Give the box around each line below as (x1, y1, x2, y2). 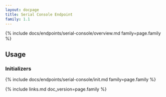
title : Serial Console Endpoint (5, 12, 73, 17)
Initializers (5, 65, 32, 72)
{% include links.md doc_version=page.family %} (5, 86, 107, 92)
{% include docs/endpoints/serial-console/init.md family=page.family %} (5, 76, 156, 82)
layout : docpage (5, 7, 39, 12)
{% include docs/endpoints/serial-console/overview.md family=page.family (5, 30, 161, 36)
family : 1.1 (5, 16, 30, 21)
